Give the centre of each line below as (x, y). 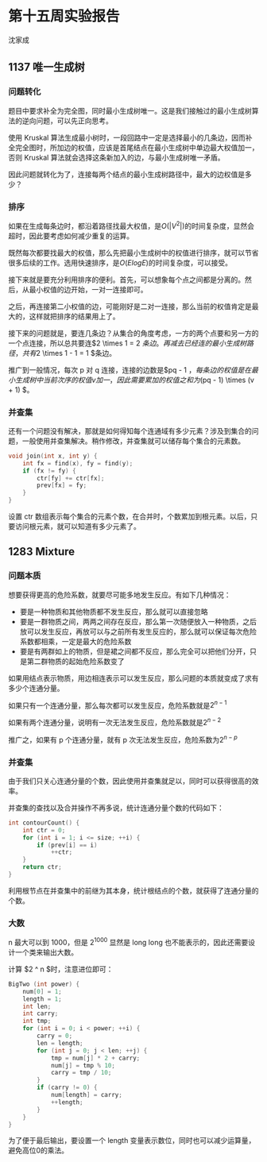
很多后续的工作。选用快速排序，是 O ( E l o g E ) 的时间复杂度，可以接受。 (120, 262)
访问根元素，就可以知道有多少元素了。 (77, 526)
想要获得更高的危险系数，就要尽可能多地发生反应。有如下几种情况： (120, 595)
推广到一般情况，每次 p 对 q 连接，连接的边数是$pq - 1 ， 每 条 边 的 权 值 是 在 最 (133, 369)
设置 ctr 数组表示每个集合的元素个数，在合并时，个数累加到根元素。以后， (130, 516)
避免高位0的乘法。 (39, 1150)
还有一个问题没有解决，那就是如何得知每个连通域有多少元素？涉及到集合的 (130, 430)
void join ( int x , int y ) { (53, 456)
